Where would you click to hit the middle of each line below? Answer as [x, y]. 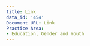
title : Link [21, 12]
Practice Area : [25, 28]
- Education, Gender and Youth [45, 34]
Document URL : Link [31, 23]
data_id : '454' [25, 17]
